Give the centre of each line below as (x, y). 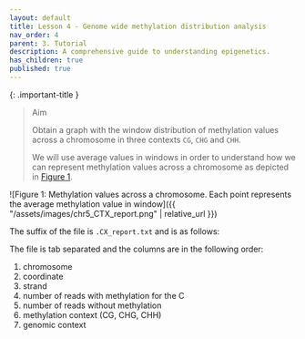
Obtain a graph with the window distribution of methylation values (155, 129)
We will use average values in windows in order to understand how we (163, 157)
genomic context (54, 324)
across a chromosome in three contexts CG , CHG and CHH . (136, 139)
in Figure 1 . (52, 176)
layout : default (40, 18)
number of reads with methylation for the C (103, 295)
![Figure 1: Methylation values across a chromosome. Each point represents (151, 194)
